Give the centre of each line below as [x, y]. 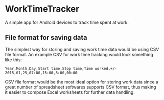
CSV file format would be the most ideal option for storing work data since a [82, 82]
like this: [13, 60]
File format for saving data [46, 38]
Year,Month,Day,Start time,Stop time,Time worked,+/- [61, 68]
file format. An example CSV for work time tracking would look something [79, 54]
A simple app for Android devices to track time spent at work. [67, 22]
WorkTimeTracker [42, 9]
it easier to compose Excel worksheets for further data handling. [70, 92]
